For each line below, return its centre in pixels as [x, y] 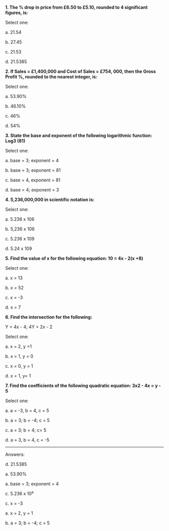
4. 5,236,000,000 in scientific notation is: [50, 200]
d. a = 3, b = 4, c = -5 [27, 440]
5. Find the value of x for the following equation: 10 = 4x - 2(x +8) [74, 258]
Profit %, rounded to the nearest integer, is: [51, 77]
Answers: [15, 454]
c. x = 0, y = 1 [19, 366]
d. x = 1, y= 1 [18, 376]
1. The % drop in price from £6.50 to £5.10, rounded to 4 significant [76, 7]
